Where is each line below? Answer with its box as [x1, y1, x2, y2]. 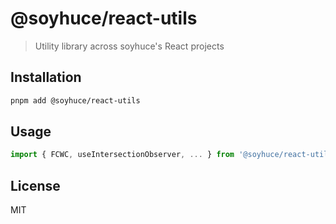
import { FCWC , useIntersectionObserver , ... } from [10, 150, 235, 160]
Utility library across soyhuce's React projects [34, 40, 225, 52]
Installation [10, 69, 82, 86]
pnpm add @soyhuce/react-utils [10, 95, 141, 106]
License [10, 177, 61, 194]
